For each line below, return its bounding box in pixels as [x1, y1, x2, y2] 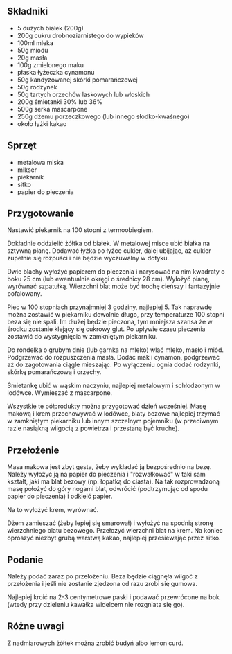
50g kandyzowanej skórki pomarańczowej [17, 76, 138, 84]
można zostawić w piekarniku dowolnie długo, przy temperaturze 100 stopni [7, 310, 225, 319]
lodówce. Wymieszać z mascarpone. [7, 389, 113, 397]
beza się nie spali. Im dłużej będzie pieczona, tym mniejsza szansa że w [7, 318, 213, 326]
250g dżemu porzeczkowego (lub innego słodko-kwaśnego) [17, 112, 190, 121]
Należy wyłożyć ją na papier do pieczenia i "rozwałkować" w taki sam [7, 470, 206, 479]
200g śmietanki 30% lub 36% [17, 97, 102, 106]
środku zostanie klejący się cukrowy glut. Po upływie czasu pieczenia [7, 325, 206, 333]
